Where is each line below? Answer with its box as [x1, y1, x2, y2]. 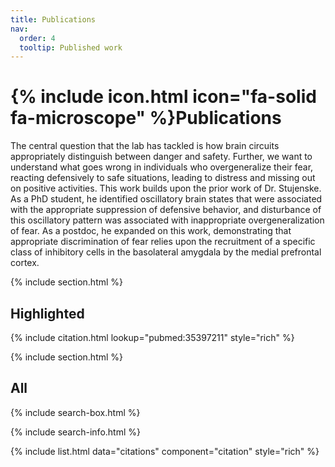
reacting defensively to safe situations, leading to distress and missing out [10, 172, 316, 184]
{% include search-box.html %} [10, 406, 141, 418]
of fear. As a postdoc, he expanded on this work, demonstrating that [10, 225, 292, 237]
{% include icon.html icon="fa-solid [10, 86, 317, 108]
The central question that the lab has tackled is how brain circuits [10, 140, 280, 152]
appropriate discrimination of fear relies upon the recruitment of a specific [10, 236, 316, 248]
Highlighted [10, 305, 85, 322]
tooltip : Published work [19, 42, 123, 53]
